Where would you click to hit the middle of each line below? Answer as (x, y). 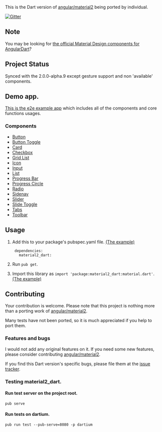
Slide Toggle (25, 204)
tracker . (13, 369)
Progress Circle (28, 183)
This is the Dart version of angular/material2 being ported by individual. (77, 7)
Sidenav (20, 194)
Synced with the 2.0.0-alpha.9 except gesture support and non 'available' (79, 76)
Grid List (20, 157)
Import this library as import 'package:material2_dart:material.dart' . (83, 274)
